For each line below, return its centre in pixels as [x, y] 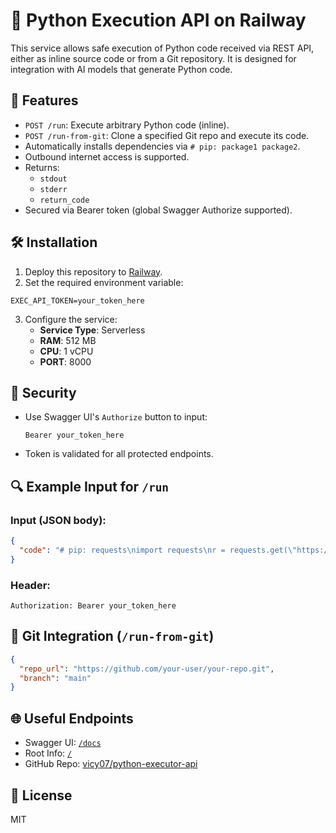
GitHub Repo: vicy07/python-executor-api [111, 764]
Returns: [42, 167]
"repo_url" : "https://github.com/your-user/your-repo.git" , [147, 669]
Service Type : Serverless [92, 330]
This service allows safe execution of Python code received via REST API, [162, 48]
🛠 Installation [54, 242]
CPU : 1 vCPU [66, 351]
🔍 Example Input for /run [90, 486]
